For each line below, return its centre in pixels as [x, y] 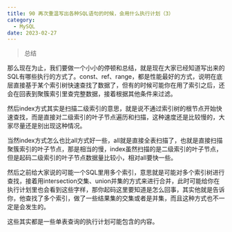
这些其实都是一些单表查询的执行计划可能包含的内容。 [83, 222]
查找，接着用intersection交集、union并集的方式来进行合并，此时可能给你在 [114, 181]
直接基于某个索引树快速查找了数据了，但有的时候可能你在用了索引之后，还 [119, 85]
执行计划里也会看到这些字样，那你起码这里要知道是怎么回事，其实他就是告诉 [116, 190]
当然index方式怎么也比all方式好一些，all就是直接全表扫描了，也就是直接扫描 [115, 141]
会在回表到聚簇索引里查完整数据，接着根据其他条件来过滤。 [92, 94]
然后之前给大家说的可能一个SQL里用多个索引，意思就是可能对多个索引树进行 [116, 173]
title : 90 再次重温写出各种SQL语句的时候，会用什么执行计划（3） [90, 13]
